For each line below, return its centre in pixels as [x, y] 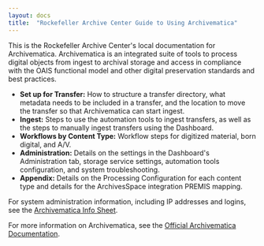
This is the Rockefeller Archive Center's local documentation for [112, 45]
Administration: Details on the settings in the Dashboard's [115, 153]
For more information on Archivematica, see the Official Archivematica [122, 225]
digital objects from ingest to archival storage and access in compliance [125, 62]
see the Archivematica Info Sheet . [63, 210]
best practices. [32, 79]
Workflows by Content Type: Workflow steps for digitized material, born [138, 136]
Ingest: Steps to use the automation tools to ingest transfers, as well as [135, 119]
